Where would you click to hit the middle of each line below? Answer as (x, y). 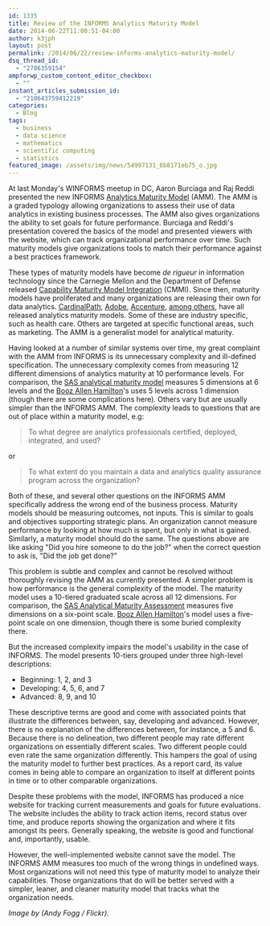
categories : (28, 105)
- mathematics (39, 143)
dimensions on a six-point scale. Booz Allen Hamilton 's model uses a (122, 614)
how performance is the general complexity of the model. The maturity (125, 589)
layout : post (30, 46)
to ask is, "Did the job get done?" (63, 556)
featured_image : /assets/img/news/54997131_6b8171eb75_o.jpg (113, 166)
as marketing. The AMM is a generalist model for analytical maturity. (121, 333)
